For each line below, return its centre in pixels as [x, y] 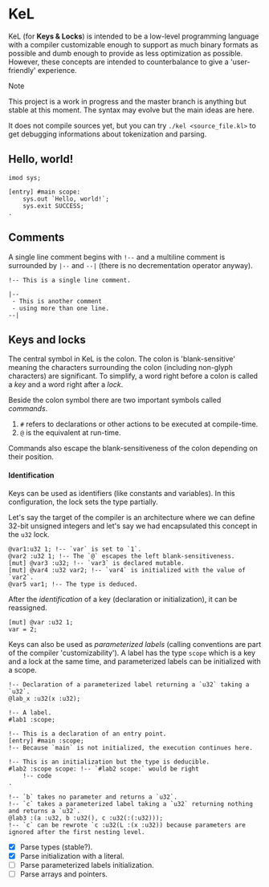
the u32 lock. [29, 534]
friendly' [22, 70]
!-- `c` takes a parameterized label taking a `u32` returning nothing [130, 804]
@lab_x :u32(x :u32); [45, 698]
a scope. [23, 669]
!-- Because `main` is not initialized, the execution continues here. [130, 747]
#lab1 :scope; [32, 719]
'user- [240, 62]
